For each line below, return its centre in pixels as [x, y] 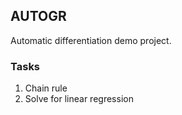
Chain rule [46, 88]
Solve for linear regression [79, 99]
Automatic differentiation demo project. [91, 40]
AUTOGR [38, 16]
